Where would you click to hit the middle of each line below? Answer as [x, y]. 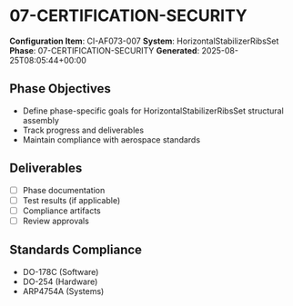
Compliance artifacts [62, 211]
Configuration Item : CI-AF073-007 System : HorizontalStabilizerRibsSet [144, 41]
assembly [40, 120]
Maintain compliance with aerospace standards [111, 139]
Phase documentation [64, 190]
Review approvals [56, 221]
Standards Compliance [76, 250]
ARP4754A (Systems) [63, 291]
